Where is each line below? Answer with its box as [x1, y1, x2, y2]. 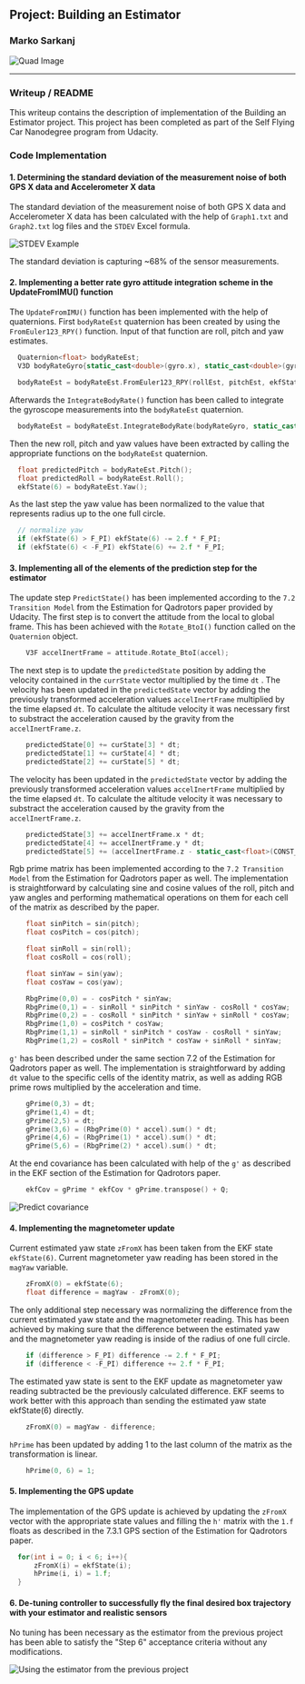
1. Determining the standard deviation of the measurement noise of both [9, 172, 288, 183]
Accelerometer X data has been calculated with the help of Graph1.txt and [9, 211, 289, 222]
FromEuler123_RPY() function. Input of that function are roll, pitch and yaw [9, 326, 284, 337]
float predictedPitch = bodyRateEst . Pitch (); [17, 465, 193, 474]
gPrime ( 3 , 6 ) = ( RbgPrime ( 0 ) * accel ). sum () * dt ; [25, 1124, 218, 1134]
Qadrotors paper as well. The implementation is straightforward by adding [9, 1062, 286, 1073]
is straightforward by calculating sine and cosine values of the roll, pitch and [9, 882, 295, 893]
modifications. [9, 1647, 64, 1658]
